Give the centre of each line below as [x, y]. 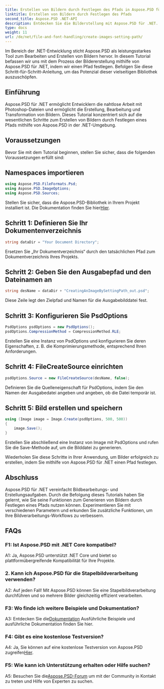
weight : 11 [16, 32]
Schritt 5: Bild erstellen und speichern [64, 408]
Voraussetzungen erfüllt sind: [35, 157]
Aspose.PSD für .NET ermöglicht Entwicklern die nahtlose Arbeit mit [74, 104]
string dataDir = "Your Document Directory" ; [52, 242]
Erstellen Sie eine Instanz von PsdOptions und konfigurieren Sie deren [76, 341]
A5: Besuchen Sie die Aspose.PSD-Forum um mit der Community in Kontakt [81, 676]
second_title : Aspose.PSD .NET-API [41, 19]
